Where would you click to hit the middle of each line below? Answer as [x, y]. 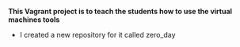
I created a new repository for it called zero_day [97, 35]
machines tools [34, 20]
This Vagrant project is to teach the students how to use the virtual [120, 11]
